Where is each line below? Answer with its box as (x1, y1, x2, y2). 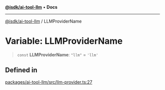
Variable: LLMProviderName (5, 35, 123, 47)
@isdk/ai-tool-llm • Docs (5, 4, 58, 10)
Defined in (5, 66, 38, 74)
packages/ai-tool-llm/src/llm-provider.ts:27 (5, 79, 92, 85)
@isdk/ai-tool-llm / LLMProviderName (5, 18, 82, 24)
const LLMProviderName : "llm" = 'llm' (17, 52, 99, 58)
